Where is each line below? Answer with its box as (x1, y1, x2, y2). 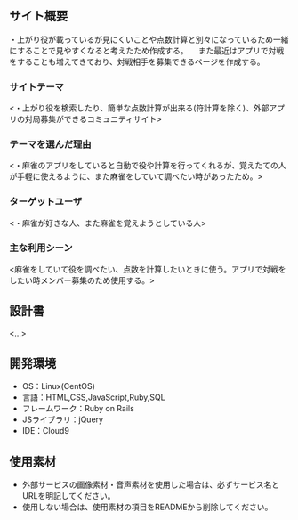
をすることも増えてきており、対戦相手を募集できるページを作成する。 (9, 56, 265, 67)
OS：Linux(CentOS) (21, 381, 96, 392)
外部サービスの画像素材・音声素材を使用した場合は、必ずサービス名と (21, 479, 280, 491)
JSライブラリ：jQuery (21, 414, 104, 425)
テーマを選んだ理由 (9, 138, 92, 150)
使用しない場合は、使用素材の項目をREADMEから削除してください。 (21, 501, 273, 513)
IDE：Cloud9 (21, 426, 69, 436)
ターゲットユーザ (9, 196, 83, 208)
